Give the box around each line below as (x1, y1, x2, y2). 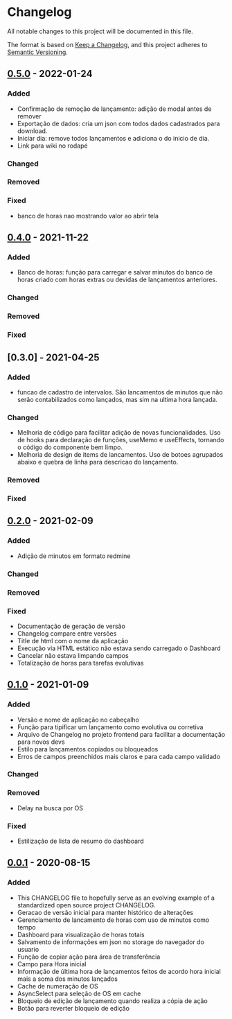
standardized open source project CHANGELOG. (17, 900, 156, 909)
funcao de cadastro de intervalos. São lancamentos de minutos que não (17, 387, 223, 396)
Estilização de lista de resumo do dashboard (17, 837, 144, 846)
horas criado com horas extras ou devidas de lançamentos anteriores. (17, 275, 217, 284)
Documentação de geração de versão (17, 622, 126, 630)
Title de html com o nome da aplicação (17, 636, 129, 645)
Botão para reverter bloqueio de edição (17, 1004, 130, 1012)
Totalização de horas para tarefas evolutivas (17, 659, 144, 667)
